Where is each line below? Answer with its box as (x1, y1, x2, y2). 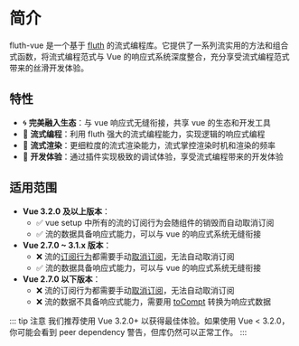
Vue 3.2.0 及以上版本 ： (22, 205, 110, 217)
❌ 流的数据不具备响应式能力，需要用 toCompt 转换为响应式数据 (35, 295, 271, 307)
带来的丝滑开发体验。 (9, 62, 89, 73)
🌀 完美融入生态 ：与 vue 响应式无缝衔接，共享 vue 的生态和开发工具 (22, 117, 271, 127)
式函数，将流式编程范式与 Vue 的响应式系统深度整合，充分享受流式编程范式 (9, 51, 290, 61)
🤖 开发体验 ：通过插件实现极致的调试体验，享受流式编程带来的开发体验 (22, 151, 284, 162)
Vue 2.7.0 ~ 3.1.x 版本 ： (22, 239, 112, 250)
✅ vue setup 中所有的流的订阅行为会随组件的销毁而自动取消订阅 (35, 217, 275, 228)
